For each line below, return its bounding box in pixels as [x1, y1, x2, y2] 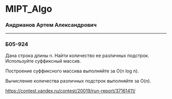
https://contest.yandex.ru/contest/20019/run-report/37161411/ [5, 88, 136, 94]
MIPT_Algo [5, 3, 52, 15]
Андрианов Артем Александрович [5, 22, 97, 29]
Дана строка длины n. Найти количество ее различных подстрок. [5, 52, 149, 58]
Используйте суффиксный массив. [5, 57, 81, 64]
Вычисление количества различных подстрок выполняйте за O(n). [5, 77, 152, 84]
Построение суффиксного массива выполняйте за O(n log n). [5, 68, 139, 74]
